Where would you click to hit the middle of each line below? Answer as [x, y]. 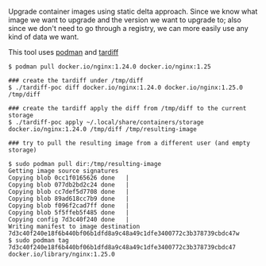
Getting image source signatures [64, 171]
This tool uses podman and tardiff [64, 52]
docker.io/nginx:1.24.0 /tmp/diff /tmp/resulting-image [102, 129]
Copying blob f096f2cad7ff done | [69, 206]
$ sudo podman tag [39, 241]
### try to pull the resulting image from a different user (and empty [129, 143]
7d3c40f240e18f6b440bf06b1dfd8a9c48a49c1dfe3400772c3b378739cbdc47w [124, 233]
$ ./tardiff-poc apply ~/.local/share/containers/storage [106, 122]
